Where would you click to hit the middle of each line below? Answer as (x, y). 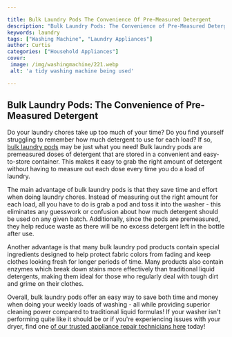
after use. (21, 234)
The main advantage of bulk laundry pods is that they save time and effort (112, 190)
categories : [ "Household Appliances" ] (63, 52)
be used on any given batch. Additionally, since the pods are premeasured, (114, 219)
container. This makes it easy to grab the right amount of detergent (127, 162)
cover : (17, 58)
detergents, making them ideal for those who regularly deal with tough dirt (113, 276)
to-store (19, 162)
